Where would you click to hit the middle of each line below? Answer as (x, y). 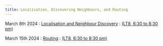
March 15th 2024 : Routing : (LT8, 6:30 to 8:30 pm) (56, 38)
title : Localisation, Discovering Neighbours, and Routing (67, 10)
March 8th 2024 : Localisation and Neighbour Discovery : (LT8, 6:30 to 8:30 (81, 23)
